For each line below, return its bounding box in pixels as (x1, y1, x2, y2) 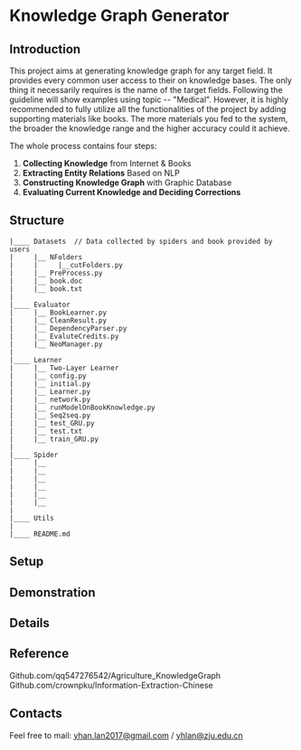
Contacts (9, 706, 63, 721)
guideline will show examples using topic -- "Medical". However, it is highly (9, 94, 289, 105)
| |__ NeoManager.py (9, 340, 103, 349)
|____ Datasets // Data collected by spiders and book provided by (9, 237, 273, 246)
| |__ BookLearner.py (9, 308, 107, 317)
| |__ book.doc (9, 277, 83, 286)
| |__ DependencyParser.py (9, 323, 127, 333)
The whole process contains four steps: (9, 141, 157, 151)
